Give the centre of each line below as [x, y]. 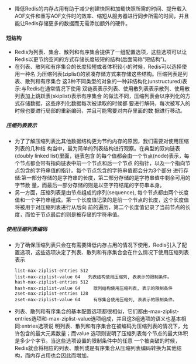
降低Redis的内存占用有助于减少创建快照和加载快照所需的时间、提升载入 [101, 9]
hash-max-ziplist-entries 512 [51, 282]
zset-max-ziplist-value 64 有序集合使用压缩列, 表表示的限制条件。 [96, 300]
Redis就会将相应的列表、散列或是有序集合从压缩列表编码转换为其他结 [98, 348]
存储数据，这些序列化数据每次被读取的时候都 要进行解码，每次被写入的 [105, 103]
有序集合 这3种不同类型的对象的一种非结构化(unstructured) [111, 82]
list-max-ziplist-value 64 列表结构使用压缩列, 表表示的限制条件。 [93, 277]
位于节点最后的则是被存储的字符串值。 [76, 215]
